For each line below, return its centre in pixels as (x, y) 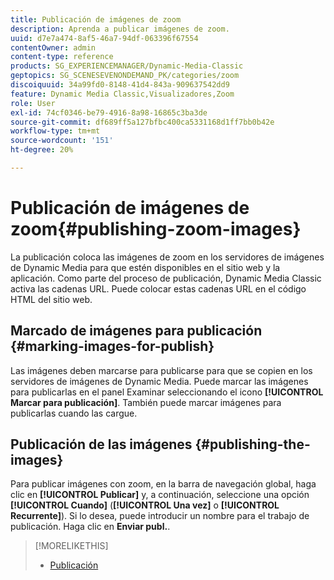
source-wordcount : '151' (62, 141)
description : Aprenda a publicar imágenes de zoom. (120, 29)
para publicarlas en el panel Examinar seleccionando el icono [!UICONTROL (167, 392)
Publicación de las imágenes (101, 444)
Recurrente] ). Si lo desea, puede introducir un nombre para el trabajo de (160, 516)
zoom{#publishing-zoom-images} (156, 229)
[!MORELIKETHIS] (71, 546)
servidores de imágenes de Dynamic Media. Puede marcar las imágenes (159, 381)
